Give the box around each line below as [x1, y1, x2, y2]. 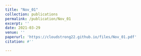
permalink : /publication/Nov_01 [5, 16, 71, 21]
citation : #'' [5, 39, 34, 44]
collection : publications [5, 12, 58, 17]
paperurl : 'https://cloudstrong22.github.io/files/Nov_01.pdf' [5, 35, 137, 40]
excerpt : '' [5, 21, 29, 26]
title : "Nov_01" [5, 7, 38, 12]
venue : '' [5, 30, 25, 35]
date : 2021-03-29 [5, 26, 41, 30]
